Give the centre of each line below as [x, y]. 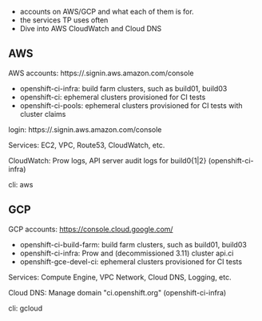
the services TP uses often [64, 20]
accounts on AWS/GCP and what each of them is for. [107, 12]
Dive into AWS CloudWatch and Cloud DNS [91, 28]
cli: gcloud [25, 308]
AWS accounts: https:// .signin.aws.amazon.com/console [101, 73]
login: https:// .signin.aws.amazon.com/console [85, 129]
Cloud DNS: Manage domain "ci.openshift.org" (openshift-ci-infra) [117, 292]
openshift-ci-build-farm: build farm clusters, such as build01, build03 [133, 244]
